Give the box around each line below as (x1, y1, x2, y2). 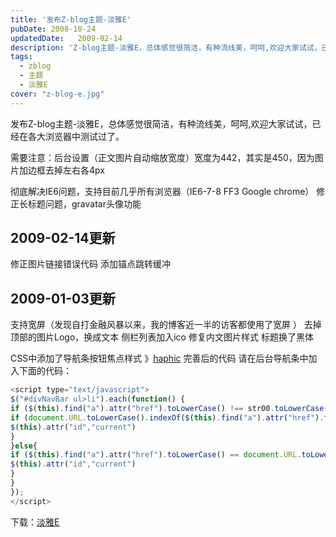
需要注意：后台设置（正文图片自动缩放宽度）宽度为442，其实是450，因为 (10, 151, 315, 163)
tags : (10, 52, 33, 62)
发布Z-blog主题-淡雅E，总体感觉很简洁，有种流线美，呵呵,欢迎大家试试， (10, 117, 313, 130)
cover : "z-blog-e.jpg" (10, 89, 105, 99)
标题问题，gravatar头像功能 (27, 197, 142, 210)
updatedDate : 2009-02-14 (10, 33, 123, 43)
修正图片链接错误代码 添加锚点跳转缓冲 (10, 258, 171, 270)
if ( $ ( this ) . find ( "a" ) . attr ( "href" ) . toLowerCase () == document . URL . (10, 450, 302, 460)
